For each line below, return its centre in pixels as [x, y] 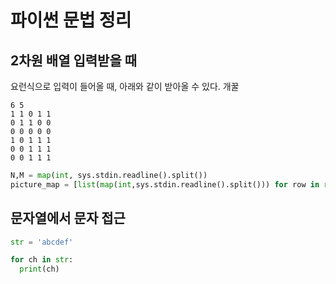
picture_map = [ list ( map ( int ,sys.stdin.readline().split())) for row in [165, 184]
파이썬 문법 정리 [71, 20]
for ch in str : [42, 260]
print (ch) [39, 269]
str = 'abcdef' [42, 242]
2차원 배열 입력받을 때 [74, 60]
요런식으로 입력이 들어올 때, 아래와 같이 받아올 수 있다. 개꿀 [125, 86]
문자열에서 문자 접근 [68, 218]
